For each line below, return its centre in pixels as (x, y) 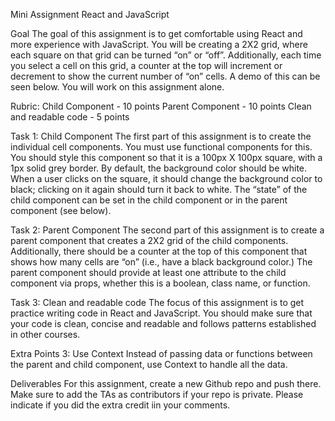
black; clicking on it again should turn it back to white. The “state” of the (159, 189)
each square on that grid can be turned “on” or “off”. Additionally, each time (166, 55)
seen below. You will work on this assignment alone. (117, 87)
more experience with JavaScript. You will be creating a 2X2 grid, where (159, 44)
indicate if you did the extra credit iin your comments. (120, 405)
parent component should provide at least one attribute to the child (148, 272)
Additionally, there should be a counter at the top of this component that (159, 251)
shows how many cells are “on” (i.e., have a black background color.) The (161, 262)
